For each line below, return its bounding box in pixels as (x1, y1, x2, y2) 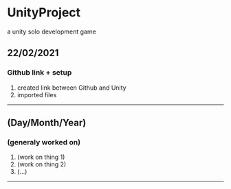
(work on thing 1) (16, 153, 65, 162)
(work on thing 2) (16, 160, 67, 168)
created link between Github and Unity (16, 84, 126, 92)
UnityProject (7, 5, 81, 21)
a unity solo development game (7, 27, 96, 36)
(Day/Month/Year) (7, 117, 87, 129)
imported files (16, 90, 57, 99)
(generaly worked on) (7, 137, 81, 147)
